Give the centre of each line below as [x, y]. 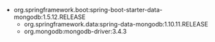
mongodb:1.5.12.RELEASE [49, 17]
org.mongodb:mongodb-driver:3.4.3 [75, 31]
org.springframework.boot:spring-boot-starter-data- [88, 10]
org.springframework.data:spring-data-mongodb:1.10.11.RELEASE [116, 24]
